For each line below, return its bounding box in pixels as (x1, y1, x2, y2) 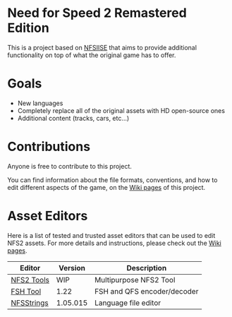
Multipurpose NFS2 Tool (94, 275, 176, 285)
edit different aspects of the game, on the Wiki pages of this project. (7, 183, 206, 191)
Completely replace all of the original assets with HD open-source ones (17, 106, 226, 114)
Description (126, 263, 167, 273)
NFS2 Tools (11, 275, 50, 285)
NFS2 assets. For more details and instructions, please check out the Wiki (7, 239, 222, 247)
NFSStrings (11, 298, 49, 308)
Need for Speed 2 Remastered (7, 5, 187, 21)
